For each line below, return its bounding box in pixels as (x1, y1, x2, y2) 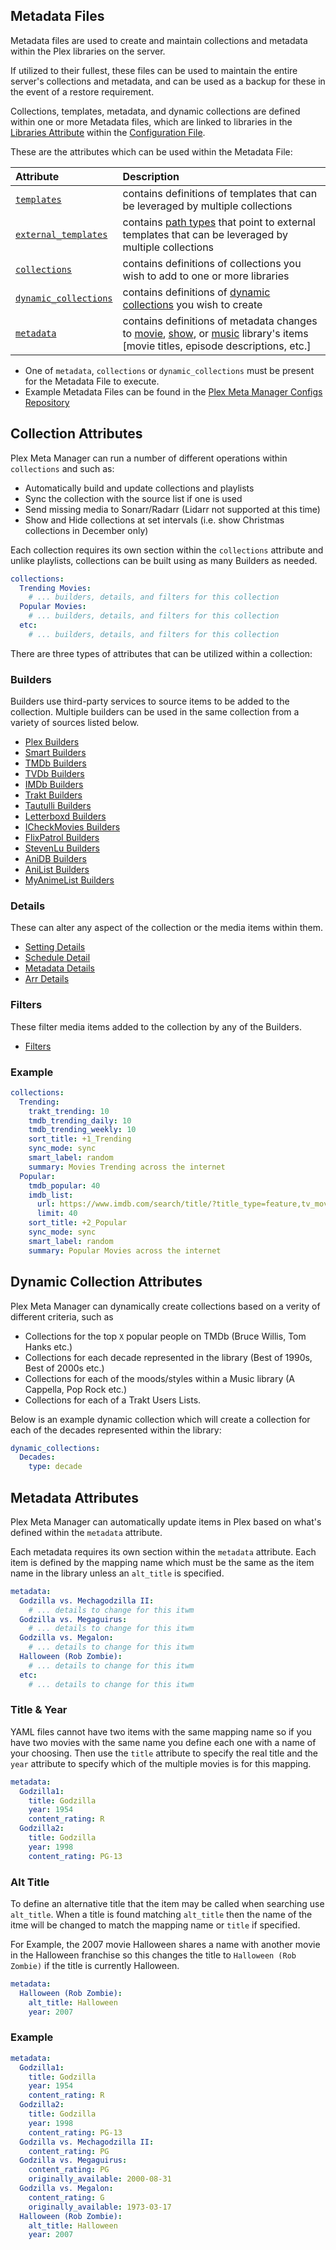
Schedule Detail (24, 952, 91, 964)
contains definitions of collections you (122, 256, 302, 270)
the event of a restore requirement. (10, 85, 155, 98)
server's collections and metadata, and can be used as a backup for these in (10, 75, 326, 87)
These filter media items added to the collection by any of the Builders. (10, 1020, 302, 1033)
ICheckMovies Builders (24, 821, 121, 833)
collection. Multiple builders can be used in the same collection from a (10, 706, 300, 718)
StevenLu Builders (24, 842, 100, 854)
